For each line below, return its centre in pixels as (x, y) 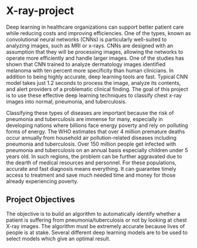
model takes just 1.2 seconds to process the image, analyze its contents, (94, 82)
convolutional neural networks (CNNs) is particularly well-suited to (86, 39)
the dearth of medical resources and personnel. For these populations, (91, 163)
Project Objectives (40, 200)
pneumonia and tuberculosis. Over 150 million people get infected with (91, 144)
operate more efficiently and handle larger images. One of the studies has (95, 58)
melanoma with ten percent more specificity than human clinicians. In (90, 70)
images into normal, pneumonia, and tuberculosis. (67, 101)
